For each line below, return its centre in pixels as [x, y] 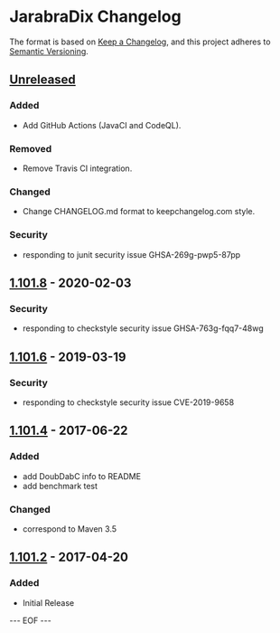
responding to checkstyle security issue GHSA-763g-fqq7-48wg [143, 328]
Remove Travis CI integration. [77, 168]
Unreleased [43, 80]
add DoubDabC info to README [82, 476]
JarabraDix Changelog [96, 17]
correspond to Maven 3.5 [70, 529]
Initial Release [48, 602]
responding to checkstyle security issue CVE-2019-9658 [128, 402]
